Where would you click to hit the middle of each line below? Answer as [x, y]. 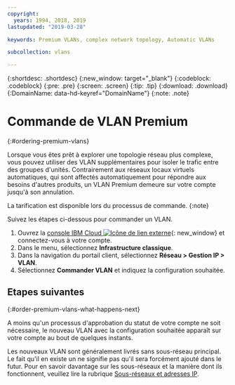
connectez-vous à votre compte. [65, 240]
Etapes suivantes [46, 292]
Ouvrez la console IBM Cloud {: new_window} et [121, 233]
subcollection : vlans [39, 52]
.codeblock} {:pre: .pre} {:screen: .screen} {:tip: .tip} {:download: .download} [117, 86]
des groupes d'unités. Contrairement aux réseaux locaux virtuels [101, 170]
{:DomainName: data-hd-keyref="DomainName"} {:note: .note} [98, 93]
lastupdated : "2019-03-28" [47, 27]
